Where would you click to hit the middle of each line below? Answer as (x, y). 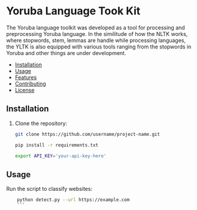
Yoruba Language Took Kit (73, 11)
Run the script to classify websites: (49, 189)
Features (26, 77)
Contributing (30, 83)
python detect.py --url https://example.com (73, 200)
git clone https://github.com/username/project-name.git (87, 134)
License (25, 90)
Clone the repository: (41, 123)
